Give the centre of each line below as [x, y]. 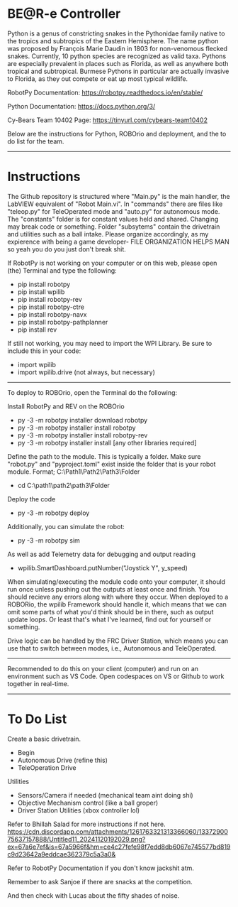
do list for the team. [36, 141]
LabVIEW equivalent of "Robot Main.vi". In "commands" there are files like [115, 204]
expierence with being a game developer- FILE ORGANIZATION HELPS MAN [119, 241]
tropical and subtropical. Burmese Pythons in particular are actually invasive [118, 71]
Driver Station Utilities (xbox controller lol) [79, 810]
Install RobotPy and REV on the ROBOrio [66, 406]
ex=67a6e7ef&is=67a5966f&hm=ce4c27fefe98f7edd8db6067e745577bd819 [119, 847]
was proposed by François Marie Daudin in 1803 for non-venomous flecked [118, 48]
